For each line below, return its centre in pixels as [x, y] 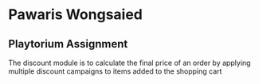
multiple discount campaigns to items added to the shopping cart [115, 71]
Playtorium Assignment [68, 44]
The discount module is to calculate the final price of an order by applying [129, 63]
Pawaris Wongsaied [76, 15]
